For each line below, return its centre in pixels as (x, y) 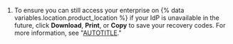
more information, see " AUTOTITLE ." (68, 33)
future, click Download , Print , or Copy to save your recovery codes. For (120, 25)
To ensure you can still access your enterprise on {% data (99, 10)
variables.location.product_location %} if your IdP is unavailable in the (116, 18)
